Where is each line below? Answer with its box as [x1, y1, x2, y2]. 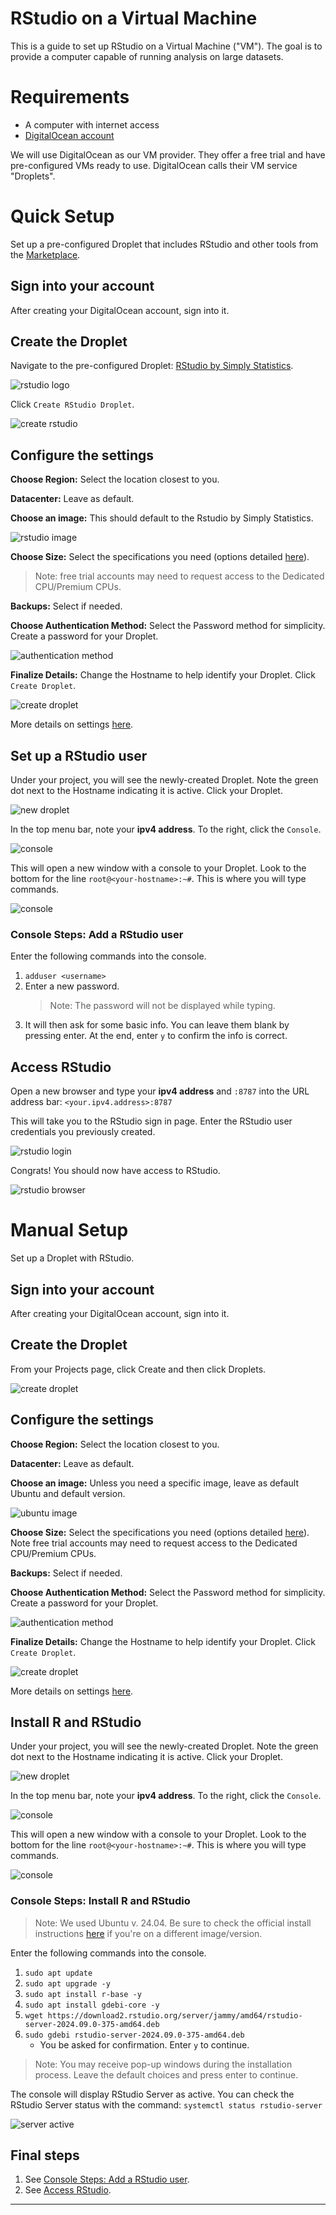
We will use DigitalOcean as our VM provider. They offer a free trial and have [10, 148, 326, 161]
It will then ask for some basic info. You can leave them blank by [24, 1019, 290, 1031]
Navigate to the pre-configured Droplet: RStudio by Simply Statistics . [10, 360, 294, 372]
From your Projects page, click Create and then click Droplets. [10, 1363, 267, 1375]
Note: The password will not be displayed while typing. [49, 1000, 276, 1012]
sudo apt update [24, 1968, 93, 1978]
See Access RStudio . [24, 2184, 112, 2196]
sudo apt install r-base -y [24, 1989, 142, 1999]
